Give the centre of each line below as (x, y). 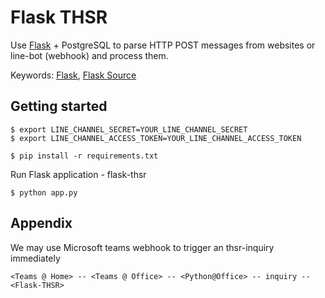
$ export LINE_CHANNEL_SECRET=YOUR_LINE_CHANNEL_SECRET (129, 129)
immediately (35, 258)
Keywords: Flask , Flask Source (73, 75)
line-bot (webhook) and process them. (89, 55)
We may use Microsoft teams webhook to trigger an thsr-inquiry (142, 247)
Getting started (59, 106)
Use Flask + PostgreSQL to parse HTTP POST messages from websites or (163, 45)
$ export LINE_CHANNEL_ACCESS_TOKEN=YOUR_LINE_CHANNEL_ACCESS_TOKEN (156, 138)
